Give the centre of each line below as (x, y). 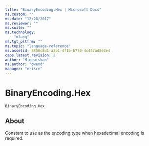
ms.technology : (21, 32)
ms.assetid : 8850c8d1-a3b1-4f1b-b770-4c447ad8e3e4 (58, 50)
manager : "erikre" (24, 69)
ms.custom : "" (20, 14)
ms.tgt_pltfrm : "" (24, 42)
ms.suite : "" (18, 28)
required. (14, 138)
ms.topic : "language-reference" (38, 46)
